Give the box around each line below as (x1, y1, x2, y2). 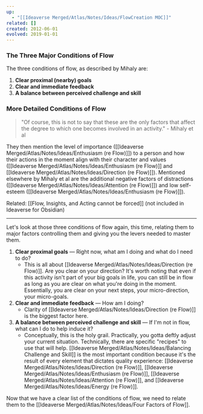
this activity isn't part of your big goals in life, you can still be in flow (24, 273, 193, 281)
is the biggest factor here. (24, 312, 89, 319)
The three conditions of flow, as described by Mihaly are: (6, 65, 148, 73)
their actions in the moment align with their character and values (6, 155, 167, 163)
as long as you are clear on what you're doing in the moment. (24, 280, 177, 287)
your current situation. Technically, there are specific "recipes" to (24, 338, 187, 345)
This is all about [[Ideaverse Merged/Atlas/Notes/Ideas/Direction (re (24, 260, 193, 268)
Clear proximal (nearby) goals (14, 77, 92, 84)
